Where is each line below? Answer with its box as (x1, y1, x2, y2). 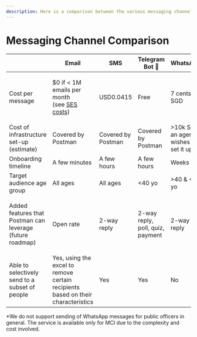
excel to (52, 261, 74, 269)
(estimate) (9, 145, 38, 153)
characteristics (52, 298, 94, 306)
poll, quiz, (137, 224, 165, 232)
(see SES (52, 100, 78, 109)
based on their (52, 290, 93, 298)
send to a (9, 275, 35, 284)
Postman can (9, 216, 45, 224)
